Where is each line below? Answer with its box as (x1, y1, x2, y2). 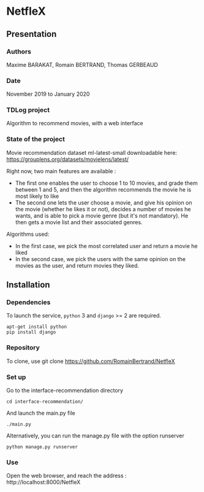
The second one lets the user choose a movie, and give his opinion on (15, 198, 192, 206)
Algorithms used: (6, 230, 50, 238)
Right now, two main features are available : (6, 167, 116, 174)
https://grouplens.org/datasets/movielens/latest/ (6, 155, 129, 163)
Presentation (6, 29, 57, 39)
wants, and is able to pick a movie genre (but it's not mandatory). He (15, 212, 189, 219)
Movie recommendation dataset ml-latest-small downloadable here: (6, 149, 178, 156)
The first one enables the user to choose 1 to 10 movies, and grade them (15, 179, 198, 187)
